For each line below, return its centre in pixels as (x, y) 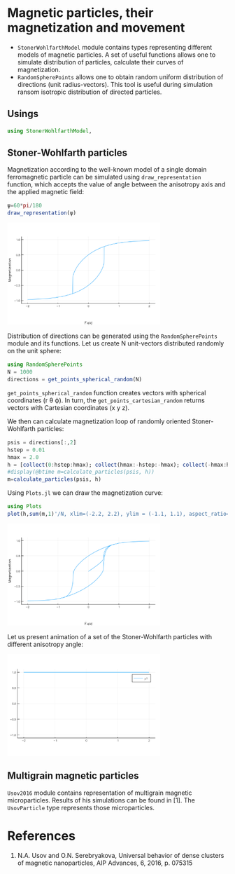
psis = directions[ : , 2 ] (42, 442)
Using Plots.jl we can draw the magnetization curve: (85, 493)
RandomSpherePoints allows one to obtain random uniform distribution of (120, 77)
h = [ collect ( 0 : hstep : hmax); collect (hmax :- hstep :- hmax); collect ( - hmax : (117, 465)
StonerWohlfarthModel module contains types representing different (115, 47)
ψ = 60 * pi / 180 (24, 206)
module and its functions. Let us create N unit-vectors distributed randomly (116, 343)
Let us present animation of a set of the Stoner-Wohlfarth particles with (109, 637)
